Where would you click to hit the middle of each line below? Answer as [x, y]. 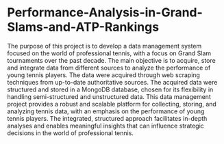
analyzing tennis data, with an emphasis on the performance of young [106, 111]
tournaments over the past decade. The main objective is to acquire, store [111, 60]
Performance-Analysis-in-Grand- [105, 13]
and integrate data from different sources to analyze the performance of [109, 68]
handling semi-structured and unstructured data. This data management [109, 96]
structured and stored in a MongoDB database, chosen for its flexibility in [110, 89]
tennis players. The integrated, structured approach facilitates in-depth [107, 118]
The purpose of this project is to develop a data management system [104, 46]
